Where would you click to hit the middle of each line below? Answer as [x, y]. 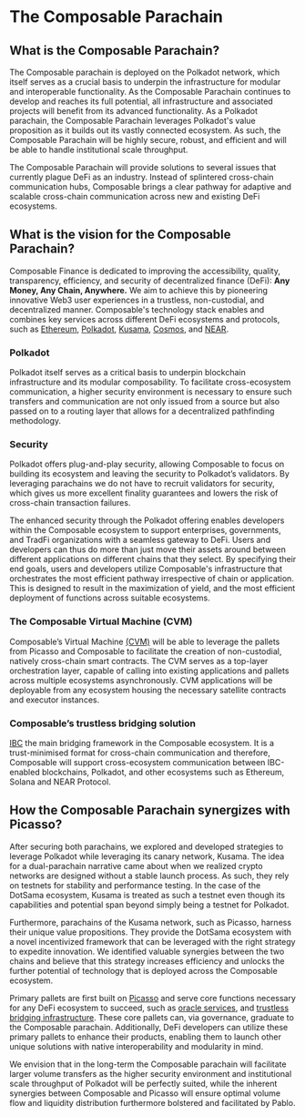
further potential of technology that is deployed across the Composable [143, 970]
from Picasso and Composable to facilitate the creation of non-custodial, [146, 651]
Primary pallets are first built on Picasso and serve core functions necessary [152, 998]
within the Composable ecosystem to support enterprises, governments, [146, 530]
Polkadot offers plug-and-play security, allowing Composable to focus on [147, 464]
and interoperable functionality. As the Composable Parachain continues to [150, 92]
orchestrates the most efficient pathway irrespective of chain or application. [152, 579]
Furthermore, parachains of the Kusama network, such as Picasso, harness [151, 922]
